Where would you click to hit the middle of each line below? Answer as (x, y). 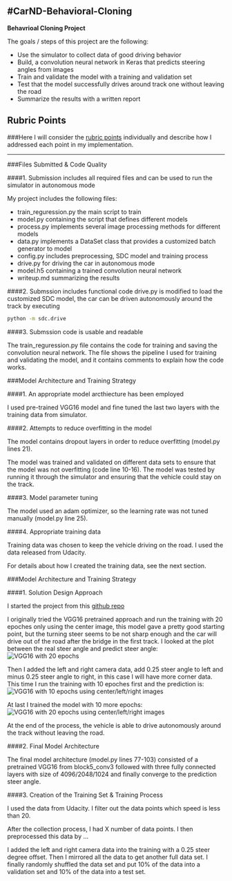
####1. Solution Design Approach (55, 592)
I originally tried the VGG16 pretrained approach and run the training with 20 (115, 619)
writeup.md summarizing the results (68, 278)
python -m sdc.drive (37, 318)
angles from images (45, 69)
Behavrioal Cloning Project (46, 28)
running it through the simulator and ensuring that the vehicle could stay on (114, 476)
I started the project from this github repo (66, 606)
